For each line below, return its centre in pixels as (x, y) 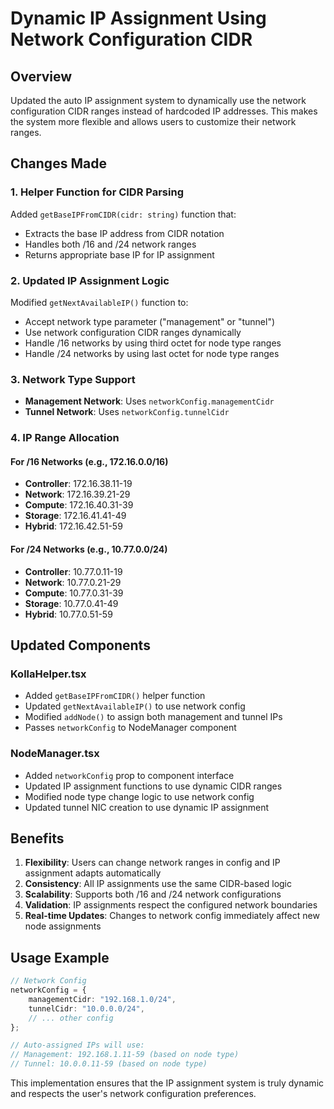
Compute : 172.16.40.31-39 (79, 505)
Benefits (37, 838)
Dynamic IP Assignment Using (138, 18)
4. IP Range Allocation (65, 438)
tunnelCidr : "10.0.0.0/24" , (86, 1008)
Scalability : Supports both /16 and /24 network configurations (153, 894)
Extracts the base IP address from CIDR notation (124, 233)
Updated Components (80, 645)
